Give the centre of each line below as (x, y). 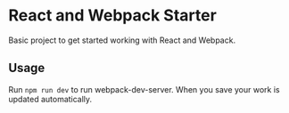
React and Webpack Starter (113, 16)
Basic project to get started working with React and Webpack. (122, 40)
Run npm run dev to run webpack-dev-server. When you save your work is (144, 89)
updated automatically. (50, 99)
